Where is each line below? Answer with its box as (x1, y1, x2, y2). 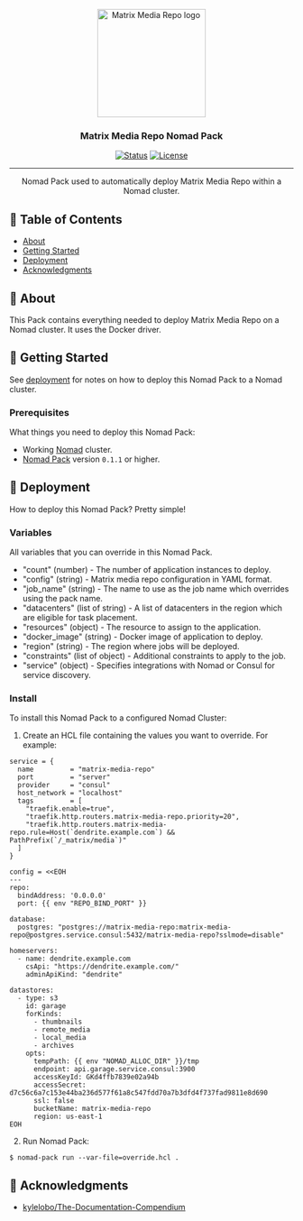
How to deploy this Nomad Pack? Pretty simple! (9, 503, 187, 514)
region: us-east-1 (32, 1112, 103, 1122)
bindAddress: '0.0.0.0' (17, 891, 106, 901)
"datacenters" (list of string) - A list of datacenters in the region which (22, 602, 282, 613)
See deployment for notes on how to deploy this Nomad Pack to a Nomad (9, 374, 282, 385)
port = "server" (17, 773, 111, 782)
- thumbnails (32, 1017, 83, 1027)
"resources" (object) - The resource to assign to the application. (22, 622, 262, 633)
